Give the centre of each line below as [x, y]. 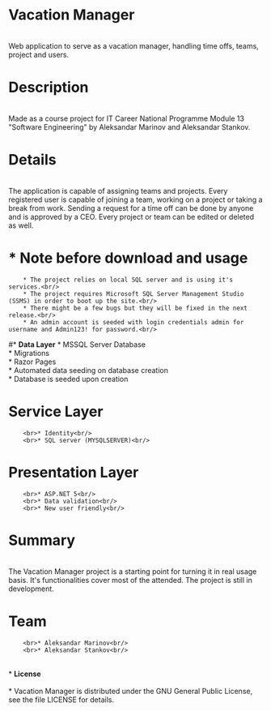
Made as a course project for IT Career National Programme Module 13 [127, 118]
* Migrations [29, 353]
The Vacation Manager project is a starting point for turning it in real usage [133, 571]
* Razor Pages [32, 362]
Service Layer [56, 411]
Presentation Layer [74, 472]
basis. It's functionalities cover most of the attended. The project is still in [130, 580]
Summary [42, 540]
